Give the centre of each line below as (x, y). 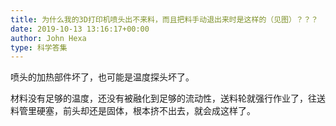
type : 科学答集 (39, 47)
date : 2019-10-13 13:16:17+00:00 (80, 29)
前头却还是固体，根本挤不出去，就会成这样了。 (159, 111)
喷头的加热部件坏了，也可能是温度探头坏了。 (102, 77)
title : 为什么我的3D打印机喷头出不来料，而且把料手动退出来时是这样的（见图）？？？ (164, 19)
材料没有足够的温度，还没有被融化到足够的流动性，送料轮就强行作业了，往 (163, 98)
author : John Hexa (48, 38)
